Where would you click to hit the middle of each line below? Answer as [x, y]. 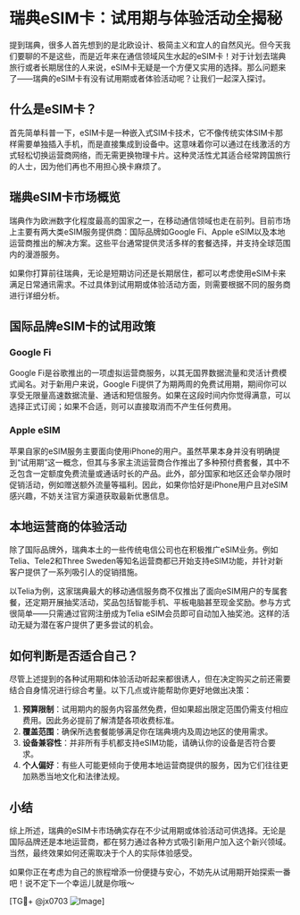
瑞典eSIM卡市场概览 [65, 197]
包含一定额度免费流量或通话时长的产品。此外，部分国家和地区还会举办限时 [154, 473]
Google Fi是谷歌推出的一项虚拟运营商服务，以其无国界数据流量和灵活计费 [144, 373]
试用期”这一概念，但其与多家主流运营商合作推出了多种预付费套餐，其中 [152, 462]
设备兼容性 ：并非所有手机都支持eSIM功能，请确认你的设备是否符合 [145, 743]
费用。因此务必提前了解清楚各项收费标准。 [100, 721]
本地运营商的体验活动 [68, 526]
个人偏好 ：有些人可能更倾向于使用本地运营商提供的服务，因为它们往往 [151, 765]
